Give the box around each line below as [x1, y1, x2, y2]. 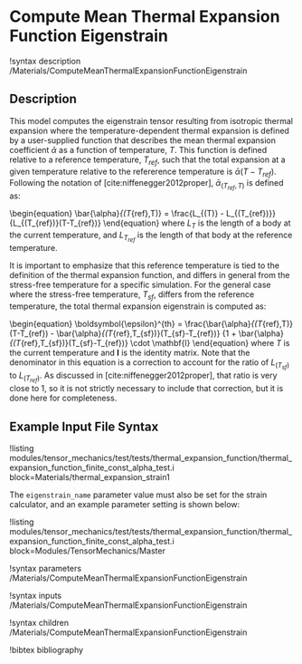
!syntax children [9, 618, 70, 629]
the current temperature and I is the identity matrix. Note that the [9, 347, 250, 359]
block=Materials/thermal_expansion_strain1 [9, 472, 170, 483]
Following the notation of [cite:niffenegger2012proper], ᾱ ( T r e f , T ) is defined [9, 178, 284, 192]
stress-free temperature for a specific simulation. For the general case [9, 279, 271, 291]
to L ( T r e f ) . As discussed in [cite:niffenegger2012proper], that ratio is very [9, 370, 278, 384]
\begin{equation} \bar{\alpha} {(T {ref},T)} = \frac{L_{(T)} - [9, 208, 224, 219]
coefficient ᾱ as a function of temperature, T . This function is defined [9, 144, 268, 155]
